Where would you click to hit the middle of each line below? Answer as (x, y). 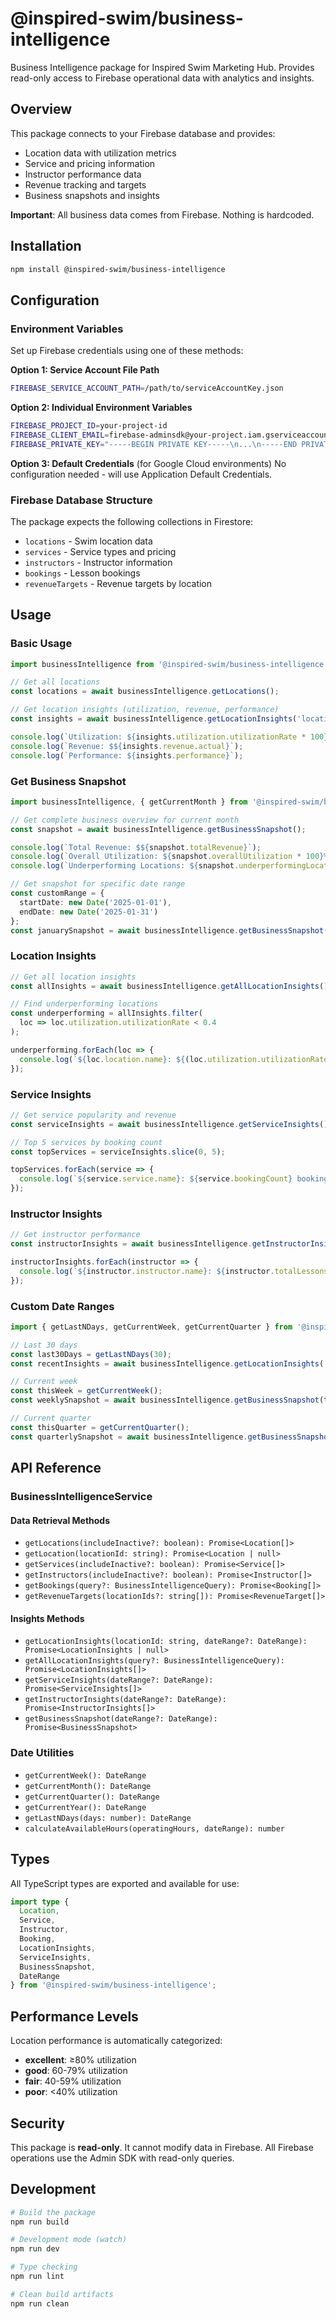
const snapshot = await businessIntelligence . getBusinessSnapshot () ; (158, 829)
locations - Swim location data (88, 541)
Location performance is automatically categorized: (116, 2041)
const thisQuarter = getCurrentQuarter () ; (100, 1427)
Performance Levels (74, 2016)
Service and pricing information (90, 163)
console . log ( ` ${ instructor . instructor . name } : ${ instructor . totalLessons (174, 1271)
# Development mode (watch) (69, 2240)
